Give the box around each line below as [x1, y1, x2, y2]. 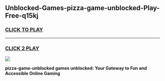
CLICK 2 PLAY [5, 45, 39, 52]
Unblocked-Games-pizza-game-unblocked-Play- [5, 4, 160, 12]
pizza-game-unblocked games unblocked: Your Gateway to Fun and [5, 65, 147, 71]
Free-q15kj [5, 12, 39, 20]
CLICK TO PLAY [5, 27, 43, 33]
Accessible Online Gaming [5, 70, 60, 76]
